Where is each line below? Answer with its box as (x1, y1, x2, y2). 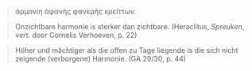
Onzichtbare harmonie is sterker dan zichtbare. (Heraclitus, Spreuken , (14, 22, 245, 31)
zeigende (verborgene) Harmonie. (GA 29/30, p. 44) (14, 54, 187, 63)
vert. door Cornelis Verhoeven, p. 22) (14, 31, 138, 39)
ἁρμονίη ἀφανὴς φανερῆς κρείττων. (14, 7, 137, 16)
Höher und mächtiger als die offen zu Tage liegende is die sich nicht (14, 46, 238, 54)
